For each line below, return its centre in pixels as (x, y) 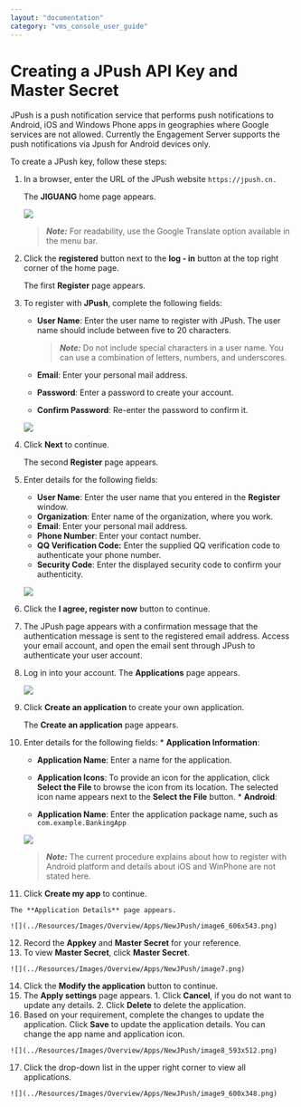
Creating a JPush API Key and (124, 71)
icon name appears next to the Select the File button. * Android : (157, 797)
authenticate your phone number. (99, 555)
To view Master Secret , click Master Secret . (106, 953)
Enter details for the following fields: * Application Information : (141, 743)
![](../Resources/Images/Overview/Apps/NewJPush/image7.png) (128, 969)
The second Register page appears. (91, 462)
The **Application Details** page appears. (94, 910)
